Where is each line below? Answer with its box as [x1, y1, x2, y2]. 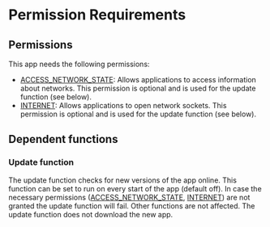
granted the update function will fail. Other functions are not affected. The [8, 200, 255, 211]
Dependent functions [8, 132, 118, 146]
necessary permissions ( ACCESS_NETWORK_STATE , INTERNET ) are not [8, 192, 251, 202]
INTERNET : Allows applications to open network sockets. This [19, 101, 227, 110]
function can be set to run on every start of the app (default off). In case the [8, 183, 262, 193]
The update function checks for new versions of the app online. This [8, 175, 238, 185]
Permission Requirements [8, 6, 186, 24]
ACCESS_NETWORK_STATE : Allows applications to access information [19, 75, 257, 84]
